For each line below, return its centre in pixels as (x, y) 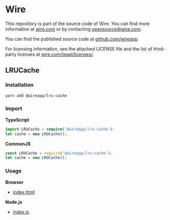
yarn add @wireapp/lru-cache (36, 96)
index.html (24, 192)
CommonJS (18, 144)
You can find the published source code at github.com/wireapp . (72, 39)
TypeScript (17, 120)
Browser (15, 182)
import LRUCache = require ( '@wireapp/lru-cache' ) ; (60, 129)
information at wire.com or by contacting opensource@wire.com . (74, 29)
